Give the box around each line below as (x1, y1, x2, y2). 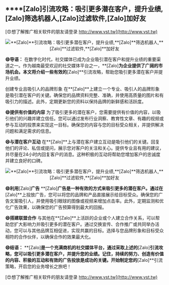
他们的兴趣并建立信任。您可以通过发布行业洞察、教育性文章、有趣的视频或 (9, 115, 164, 121)
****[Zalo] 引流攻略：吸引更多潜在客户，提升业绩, (5, 5, 163, 14)
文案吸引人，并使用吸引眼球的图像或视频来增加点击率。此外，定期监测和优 (9, 198, 164, 204)
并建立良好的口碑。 (5, 158, 45, 164)
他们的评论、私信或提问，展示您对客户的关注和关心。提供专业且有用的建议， (5, 145, 164, 151)
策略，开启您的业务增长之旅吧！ (5, 263, 71, 269)
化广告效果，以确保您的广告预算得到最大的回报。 (5, 204, 107, 210)
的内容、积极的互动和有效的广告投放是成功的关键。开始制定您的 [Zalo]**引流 (5, 257, 163, 263)
